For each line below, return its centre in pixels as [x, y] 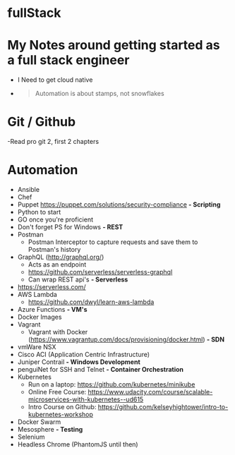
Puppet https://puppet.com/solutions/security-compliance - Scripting [119, 205]
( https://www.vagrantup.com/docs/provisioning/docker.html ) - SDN [126, 339]
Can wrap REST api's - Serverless [78, 279]
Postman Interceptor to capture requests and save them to [113, 242]
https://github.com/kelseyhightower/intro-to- [163, 407]
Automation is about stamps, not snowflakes [100, 94]
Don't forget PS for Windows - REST [70, 227]
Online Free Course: [57, 392]
